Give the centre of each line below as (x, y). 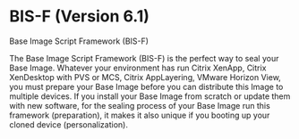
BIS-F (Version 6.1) (80, 16)
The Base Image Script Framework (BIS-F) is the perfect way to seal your (144, 58)
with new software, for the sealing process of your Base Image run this (140, 105)
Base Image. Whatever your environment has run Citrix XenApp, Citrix (138, 68)
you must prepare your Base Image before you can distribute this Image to (146, 86)
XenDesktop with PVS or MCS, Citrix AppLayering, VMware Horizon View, (145, 77)
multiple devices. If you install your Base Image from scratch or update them (150, 96)
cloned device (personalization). (68, 124)
